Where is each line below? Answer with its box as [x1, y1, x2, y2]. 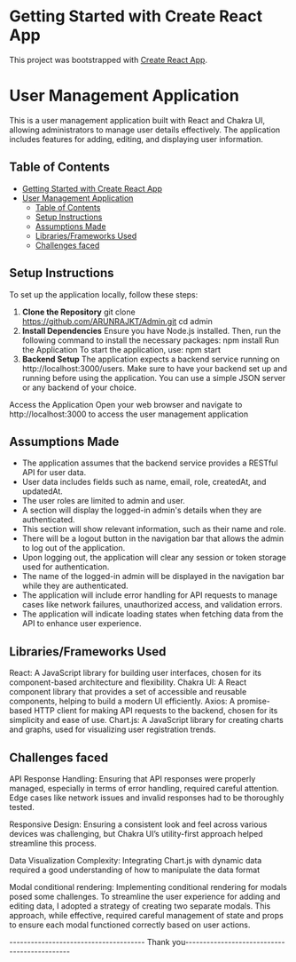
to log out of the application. [21, 543, 126, 553]
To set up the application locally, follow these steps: [9, 289, 199, 299]
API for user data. [21, 467, 87, 478]
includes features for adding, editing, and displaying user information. [9, 133, 264, 144]
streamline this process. [9, 838, 97, 848]
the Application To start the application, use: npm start [21, 344, 222, 354]
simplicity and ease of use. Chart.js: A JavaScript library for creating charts [9, 715, 284, 726]
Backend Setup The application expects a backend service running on [21, 354, 281, 364]
